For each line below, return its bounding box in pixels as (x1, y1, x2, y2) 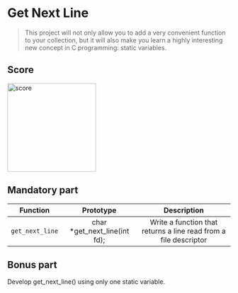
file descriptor (160, 235, 208, 245)
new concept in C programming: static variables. (24, 43, 167, 52)
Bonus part (7, 258, 57, 270)
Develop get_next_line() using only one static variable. (7, 277, 165, 286)
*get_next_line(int (69, 226, 130, 236)
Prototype (81, 205, 117, 215)
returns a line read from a (141, 226, 226, 236)
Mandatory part (7, 184, 79, 196)
